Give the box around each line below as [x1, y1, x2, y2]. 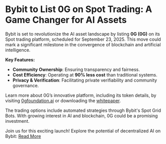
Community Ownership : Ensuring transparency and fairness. [12, 66, 140, 73]
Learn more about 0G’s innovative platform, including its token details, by [5, 92, 157, 98]
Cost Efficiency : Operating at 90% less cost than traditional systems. [12, 71, 157, 78]
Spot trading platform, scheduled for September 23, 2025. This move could [5, 36, 161, 42]
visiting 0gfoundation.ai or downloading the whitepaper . [5, 97, 121, 104]
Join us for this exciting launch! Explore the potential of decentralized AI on [5, 127, 161, 134]
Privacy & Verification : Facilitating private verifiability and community [12, 77, 157, 83]
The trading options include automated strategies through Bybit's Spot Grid [5, 107, 161, 113]
